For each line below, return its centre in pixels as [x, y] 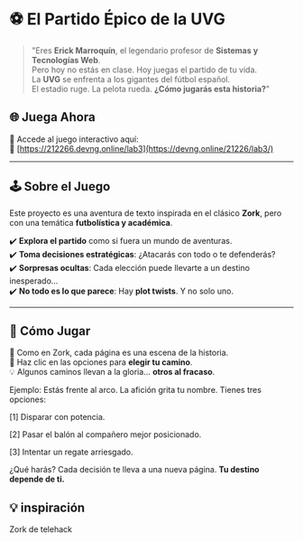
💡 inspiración [47, 507]
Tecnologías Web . [66, 60]
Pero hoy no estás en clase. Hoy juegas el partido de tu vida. [144, 70]
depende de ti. [37, 479]
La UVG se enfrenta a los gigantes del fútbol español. [131, 79]
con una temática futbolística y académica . [91, 222]
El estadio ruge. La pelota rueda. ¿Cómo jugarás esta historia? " [151, 89]
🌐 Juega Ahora [53, 117]
